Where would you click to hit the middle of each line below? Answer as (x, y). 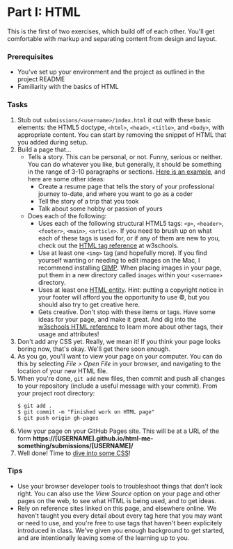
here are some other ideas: (66, 179)
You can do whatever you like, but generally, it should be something (125, 164)
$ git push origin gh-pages (58, 418)
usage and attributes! (69, 334)
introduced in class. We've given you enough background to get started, (121, 530)
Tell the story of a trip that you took (88, 201)
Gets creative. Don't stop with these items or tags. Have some (127, 312)
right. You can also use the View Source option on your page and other (119, 493)
